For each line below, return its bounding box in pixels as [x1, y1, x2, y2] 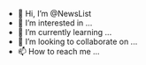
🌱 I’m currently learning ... [17, 27, 112, 37]
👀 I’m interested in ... [17, 18, 93, 28]
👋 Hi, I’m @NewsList [17, 9, 92, 18]
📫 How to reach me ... [17, 47, 100, 56]
